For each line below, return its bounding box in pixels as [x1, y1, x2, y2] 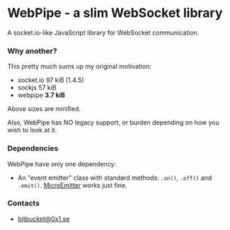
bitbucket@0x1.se [17, 214, 70, 223]
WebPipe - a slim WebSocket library [7, 5, 223, 21]
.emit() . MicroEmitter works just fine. [17, 180, 127, 189]
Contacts [7, 198, 40, 208]
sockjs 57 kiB [17, 84, 57, 92]
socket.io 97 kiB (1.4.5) [17, 76, 84, 84]
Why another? [7, 46, 58, 56]
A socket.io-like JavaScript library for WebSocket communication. [7, 28, 200, 37]
